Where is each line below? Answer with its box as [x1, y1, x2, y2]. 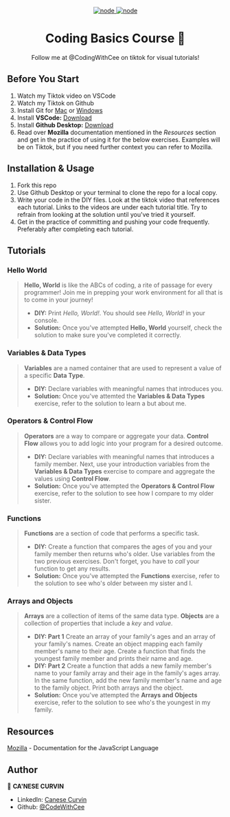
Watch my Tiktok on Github [16, 98, 94, 107]
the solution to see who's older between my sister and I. [34, 579, 193, 588]
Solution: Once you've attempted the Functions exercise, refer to [34, 572, 220, 580]
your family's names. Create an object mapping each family [34, 640, 203, 648]
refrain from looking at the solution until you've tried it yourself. [16, 210, 196, 218]
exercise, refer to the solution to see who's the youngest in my [34, 699, 211, 707]
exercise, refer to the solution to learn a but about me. [34, 399, 187, 407]
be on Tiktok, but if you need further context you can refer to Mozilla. [16, 142, 213, 151]
